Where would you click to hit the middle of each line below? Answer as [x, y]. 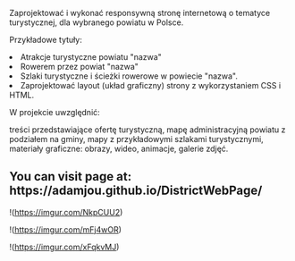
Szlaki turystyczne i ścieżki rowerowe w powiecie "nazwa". [130, 76]
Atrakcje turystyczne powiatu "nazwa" [92, 57]
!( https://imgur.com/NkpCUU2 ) [66, 212]
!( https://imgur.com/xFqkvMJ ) [64, 247]
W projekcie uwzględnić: [55, 112]
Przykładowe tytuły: [46, 40]
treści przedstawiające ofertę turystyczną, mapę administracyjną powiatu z [147, 130]
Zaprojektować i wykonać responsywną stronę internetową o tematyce [140, 13]
